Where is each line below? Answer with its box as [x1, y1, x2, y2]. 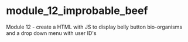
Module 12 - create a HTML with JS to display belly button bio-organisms [6, 23, 183, 30]
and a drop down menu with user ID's [6, 29, 97, 36]
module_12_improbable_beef [6, 4, 148, 17]
